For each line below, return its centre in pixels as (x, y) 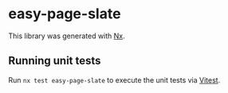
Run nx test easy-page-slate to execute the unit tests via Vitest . (114, 79)
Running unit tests (55, 61)
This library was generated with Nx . (67, 36)
